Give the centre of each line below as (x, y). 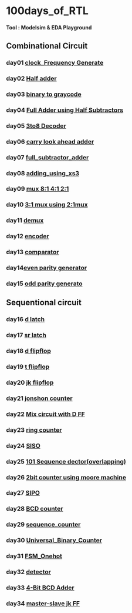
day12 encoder (28, 236)
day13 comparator (33, 252)
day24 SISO (23, 445)
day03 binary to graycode (44, 94)
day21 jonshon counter (39, 398)
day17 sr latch (26, 335)
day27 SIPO (23, 493)
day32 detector (28, 572)
